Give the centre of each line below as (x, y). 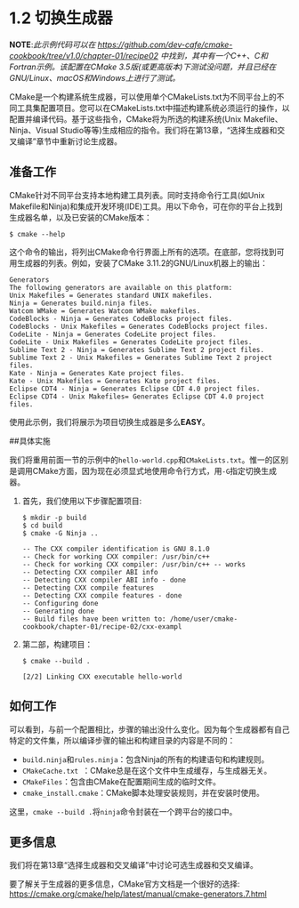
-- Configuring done (60, 603)
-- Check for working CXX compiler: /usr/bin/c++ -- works (134, 564)
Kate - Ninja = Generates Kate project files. (97, 373)
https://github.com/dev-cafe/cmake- (165, 44)
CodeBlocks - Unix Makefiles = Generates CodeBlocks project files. (139, 326)
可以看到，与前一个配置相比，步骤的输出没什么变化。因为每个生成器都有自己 (149, 729)
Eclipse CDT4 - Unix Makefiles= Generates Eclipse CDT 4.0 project (137, 397)
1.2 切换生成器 (61, 18)
